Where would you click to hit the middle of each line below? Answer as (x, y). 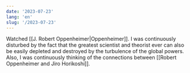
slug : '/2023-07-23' (31, 22)
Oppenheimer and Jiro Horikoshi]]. (48, 64)
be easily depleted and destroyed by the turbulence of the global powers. (95, 51)
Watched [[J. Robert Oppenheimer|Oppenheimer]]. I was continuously (91, 39)
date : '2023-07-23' (30, 11)
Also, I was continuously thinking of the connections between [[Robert (91, 58)
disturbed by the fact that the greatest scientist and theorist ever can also (95, 45)
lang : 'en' (19, 17)
